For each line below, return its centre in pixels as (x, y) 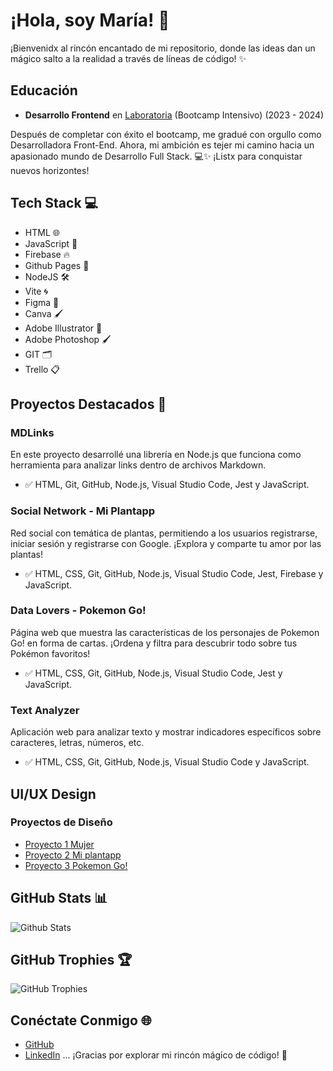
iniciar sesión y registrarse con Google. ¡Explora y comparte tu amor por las (166, 543)
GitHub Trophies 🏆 (71, 960)
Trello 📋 (42, 369)
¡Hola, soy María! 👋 (90, 20)
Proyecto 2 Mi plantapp (73, 855)
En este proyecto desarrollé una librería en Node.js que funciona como (156, 455)
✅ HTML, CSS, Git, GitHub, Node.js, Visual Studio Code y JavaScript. (167, 762)
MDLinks (32, 432)
